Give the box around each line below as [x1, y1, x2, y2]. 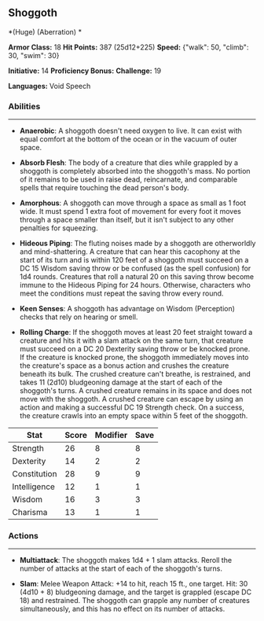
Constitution [12, 469, 57, 480]
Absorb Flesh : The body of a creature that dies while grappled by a [19, 158, 238, 167]
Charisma [12, 507, 48, 518]
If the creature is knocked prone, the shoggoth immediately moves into [19, 353, 249, 362]
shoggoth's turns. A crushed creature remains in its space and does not [19, 386, 252, 395]
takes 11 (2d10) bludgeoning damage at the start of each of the [19, 377, 222, 388]
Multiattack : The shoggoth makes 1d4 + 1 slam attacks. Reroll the [19, 556, 233, 565]
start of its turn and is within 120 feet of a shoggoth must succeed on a [19, 255, 249, 265]
